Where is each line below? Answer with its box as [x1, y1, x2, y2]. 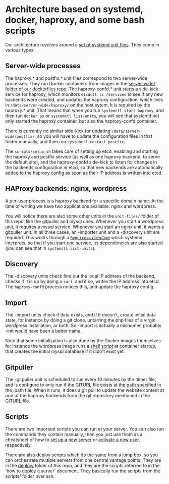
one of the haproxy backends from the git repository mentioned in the [5, 393, 150, 398]
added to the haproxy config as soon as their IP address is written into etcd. [5, 170, 163, 176]
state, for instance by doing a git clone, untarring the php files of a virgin [5, 317, 156, 324]
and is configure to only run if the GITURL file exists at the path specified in [5, 382, 161, 388]
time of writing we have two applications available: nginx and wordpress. [5, 203, 156, 209]
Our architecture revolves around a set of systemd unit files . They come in [5, 41, 159, 47]
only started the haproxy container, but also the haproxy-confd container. [5, 118, 157, 124]
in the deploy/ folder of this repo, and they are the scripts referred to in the [5, 462, 160, 468]
